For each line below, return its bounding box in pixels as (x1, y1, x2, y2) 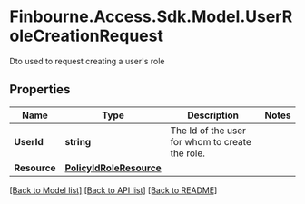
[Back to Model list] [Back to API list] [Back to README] (9, 184, 218, 196)
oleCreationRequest (9, 25, 163, 46)
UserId (14, 135, 44, 148)
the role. (170, 147, 206, 160)
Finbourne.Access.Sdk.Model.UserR (9, 6, 293, 27)
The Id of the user (170, 124, 247, 137)
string (64, 135, 92, 148)
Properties (9, 82, 71, 97)
